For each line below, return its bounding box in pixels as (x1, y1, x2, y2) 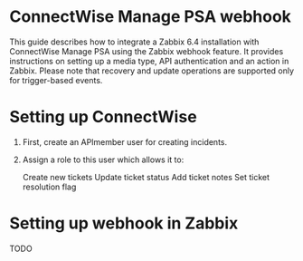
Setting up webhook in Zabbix (9, 213, 239, 234)
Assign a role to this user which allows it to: (22, 154, 185, 165)
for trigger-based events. (9, 74, 103, 85)
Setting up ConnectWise (9, 107, 197, 128)
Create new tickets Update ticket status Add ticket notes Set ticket (22, 171, 270, 182)
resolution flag (22, 181, 77, 192)
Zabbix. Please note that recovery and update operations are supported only (9, 65, 295, 76)
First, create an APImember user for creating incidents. (22, 136, 228, 147)
